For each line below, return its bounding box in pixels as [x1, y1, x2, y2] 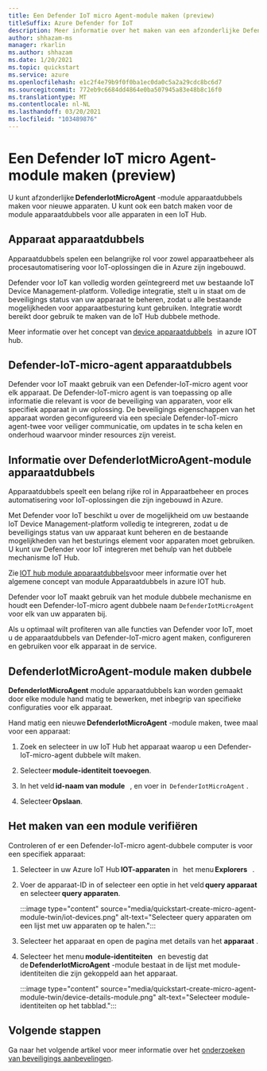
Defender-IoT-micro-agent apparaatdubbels [8, 359, 233, 372]
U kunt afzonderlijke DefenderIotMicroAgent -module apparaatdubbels [8, 193, 242, 202]
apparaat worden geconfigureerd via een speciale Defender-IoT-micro [8, 413, 238, 423]
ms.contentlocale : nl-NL [8, 100, 91, 108]
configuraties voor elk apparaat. [8, 703, 114, 712]
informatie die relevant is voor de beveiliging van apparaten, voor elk [8, 396, 233, 406]
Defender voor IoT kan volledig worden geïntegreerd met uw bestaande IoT [8, 278, 254, 287]
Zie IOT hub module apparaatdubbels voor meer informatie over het [8, 568, 227, 578]
